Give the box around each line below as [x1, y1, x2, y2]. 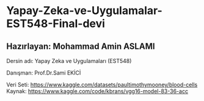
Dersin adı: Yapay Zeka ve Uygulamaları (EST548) [6, 58, 132, 64]
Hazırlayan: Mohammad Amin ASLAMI [6, 41, 155, 51]
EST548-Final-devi [6, 17, 106, 31]
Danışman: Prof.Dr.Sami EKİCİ [6, 69, 81, 77]
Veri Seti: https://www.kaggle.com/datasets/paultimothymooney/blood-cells [6, 81, 198, 88]
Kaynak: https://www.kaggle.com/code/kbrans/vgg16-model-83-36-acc [6, 88, 188, 95]
